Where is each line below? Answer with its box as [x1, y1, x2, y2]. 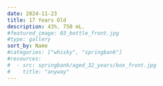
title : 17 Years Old [7, 17, 67, 24]
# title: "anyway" [7, 68, 70, 75]
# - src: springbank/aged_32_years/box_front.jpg [7, 62, 157, 69]
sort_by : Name [7, 42, 49, 49]
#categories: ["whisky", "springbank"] [7, 49, 123, 56]
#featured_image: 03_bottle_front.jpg [7, 29, 119, 37]
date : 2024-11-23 [7, 10, 58, 17]
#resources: [7, 55, 42, 62]
